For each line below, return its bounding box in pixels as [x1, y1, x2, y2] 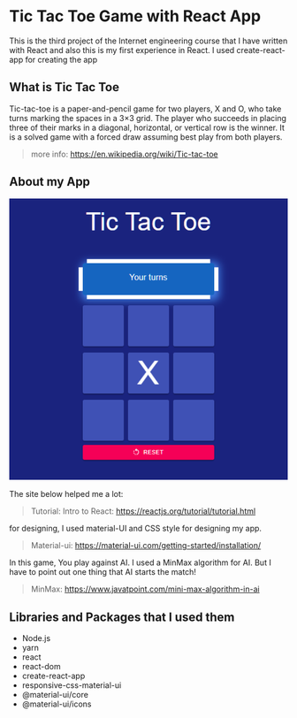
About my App [9, 174, 91, 189]
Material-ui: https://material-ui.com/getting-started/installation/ [30, 540, 262, 551]
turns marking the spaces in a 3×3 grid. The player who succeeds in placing [9, 112, 287, 123]
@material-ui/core [21, 689, 88, 699]
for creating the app [25, 54, 98, 65]
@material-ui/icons [21, 699, 92, 709]
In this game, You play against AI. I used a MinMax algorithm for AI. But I [9, 557, 271, 568]
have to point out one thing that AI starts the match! [9, 567, 197, 577]
